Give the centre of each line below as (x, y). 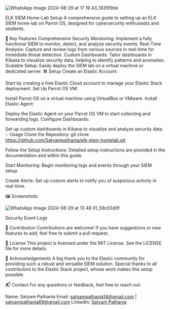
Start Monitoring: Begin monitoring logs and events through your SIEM (79, 165)
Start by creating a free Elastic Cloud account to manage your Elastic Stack (84, 83)
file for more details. (26, 248)
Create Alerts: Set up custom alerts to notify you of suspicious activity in (81, 180)
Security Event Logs (26, 218)
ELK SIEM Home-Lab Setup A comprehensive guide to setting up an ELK (81, 18)
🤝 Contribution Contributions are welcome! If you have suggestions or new (83, 228)
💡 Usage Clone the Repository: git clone (47, 134)
